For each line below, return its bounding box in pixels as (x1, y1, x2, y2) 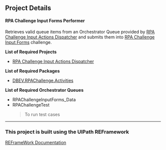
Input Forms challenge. (5, 39, 52, 45)
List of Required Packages (5, 68, 60, 74)
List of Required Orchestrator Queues (5, 87, 84, 93)
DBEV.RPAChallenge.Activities (12, 77, 74, 83)
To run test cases (24, 111, 60, 117)
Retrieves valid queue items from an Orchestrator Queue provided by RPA (5, 29, 155, 35)
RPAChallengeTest (12, 102, 50, 108)
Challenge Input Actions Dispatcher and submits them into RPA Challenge (5, 34, 155, 40)
